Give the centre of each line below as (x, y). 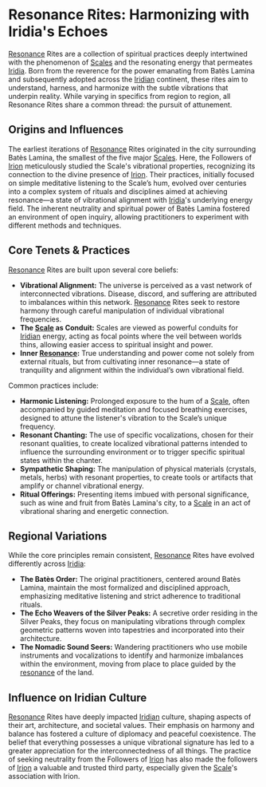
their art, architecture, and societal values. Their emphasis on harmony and (131, 726)
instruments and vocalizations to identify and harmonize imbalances (132, 655)
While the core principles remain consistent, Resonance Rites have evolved (131, 556)
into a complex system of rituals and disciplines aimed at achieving (118, 191)
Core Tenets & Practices (69, 250)
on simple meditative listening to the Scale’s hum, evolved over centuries (127, 183)
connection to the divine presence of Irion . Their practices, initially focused (131, 174)
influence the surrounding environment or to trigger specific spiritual (132, 452)
